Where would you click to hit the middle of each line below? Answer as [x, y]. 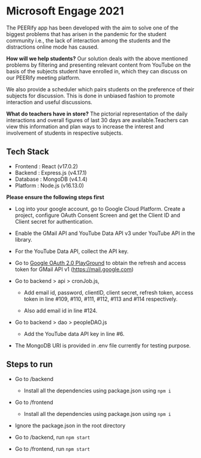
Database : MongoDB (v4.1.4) [51, 179]
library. [24, 239]
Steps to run [29, 365]
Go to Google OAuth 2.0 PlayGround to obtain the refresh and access [100, 263]
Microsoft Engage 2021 [65, 11]
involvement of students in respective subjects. [64, 133]
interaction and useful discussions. [49, 102]
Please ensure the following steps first [55, 197]
